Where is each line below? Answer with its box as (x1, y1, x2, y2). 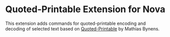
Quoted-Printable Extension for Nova (5, 4, 165, 15)
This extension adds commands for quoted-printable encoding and (5, 20, 146, 26)
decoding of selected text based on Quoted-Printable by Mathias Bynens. (5, 25, 160, 31)
